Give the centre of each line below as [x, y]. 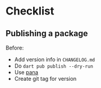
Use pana [26, 72]
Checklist [30, 11]
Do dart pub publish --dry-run [54, 66]
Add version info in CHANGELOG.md [55, 59]
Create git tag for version [45, 79]
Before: [15, 48]
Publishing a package [47, 33]
